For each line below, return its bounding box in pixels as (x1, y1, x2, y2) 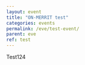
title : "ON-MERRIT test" (6, 14, 69, 20)
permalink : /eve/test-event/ (6, 25, 80, 32)
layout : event (6, 8, 42, 15)
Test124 (6, 54, 26, 60)
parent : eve (6, 31, 36, 37)
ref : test (6, 37, 31, 43)
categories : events (6, 20, 55, 26)
